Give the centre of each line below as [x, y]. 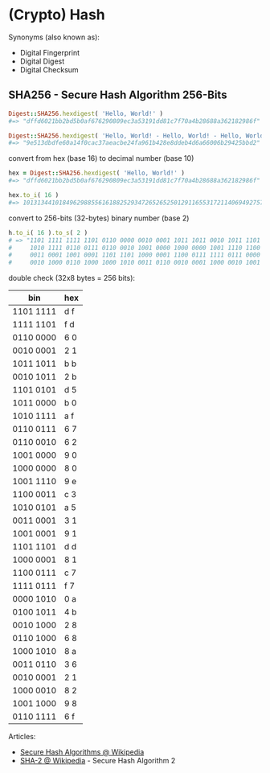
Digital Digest [42, 61]
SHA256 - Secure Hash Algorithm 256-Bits [118, 95]
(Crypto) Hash [57, 15]
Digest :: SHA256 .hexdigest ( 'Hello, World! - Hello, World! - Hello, [125, 136]
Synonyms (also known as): [54, 37]
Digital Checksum [49, 69]
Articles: [22, 737]
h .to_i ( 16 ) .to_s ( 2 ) [48, 232]
